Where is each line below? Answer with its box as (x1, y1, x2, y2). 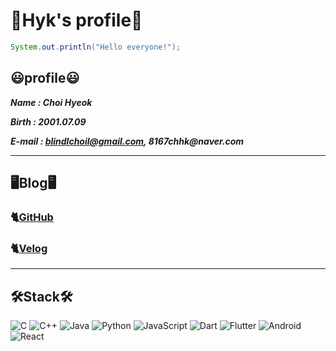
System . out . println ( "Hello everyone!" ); (10, 42, 182, 52)
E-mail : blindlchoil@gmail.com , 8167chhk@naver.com (10, 135, 245, 147)
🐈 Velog (10, 241, 48, 255)
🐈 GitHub (10, 210, 54, 224)
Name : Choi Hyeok (10, 96, 93, 108)
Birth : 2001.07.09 (10, 115, 87, 128)
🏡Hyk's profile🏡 (10, 9, 143, 32)
